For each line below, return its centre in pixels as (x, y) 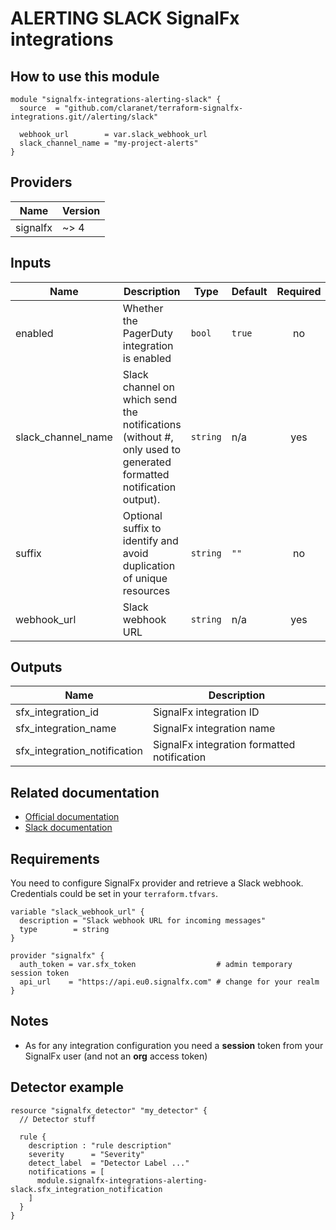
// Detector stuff (58, 1119)
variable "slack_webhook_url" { (77, 912)
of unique (145, 578)
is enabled (147, 358)
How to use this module (85, 76)
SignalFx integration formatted (224, 745)
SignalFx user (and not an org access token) (116, 1056)
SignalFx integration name (214, 729)
